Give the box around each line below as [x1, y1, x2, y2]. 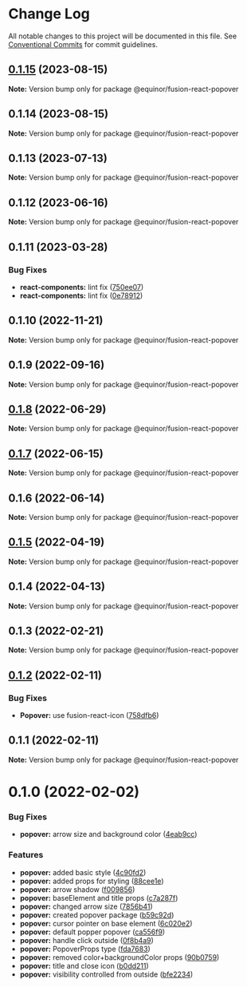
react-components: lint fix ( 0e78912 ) [19, 291, 143, 300]
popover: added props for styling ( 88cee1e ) [19, 876, 164, 886]
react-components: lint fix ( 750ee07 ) [19, 282, 144, 291]
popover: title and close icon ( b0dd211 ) [19, 961, 149, 970]
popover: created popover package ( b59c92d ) [19, 910, 174, 919]
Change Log [8, 5, 90, 23]
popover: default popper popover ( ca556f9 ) [19, 927, 166, 937]
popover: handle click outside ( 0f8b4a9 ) [19, 935, 154, 945]
